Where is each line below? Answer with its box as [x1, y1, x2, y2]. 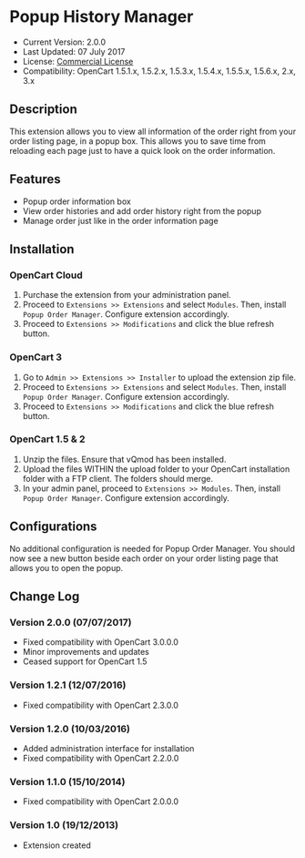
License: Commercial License [22, 56, 134, 66]
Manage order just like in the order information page [22, 215, 219, 226]
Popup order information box [22, 196, 132, 207]
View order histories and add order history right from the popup [22, 205, 262, 216]
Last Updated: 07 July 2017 [22, 46, 126, 56]
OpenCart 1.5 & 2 [9, 433, 86, 445]
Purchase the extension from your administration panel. [22, 290, 231, 301]
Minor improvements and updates [22, 647, 150, 658]
